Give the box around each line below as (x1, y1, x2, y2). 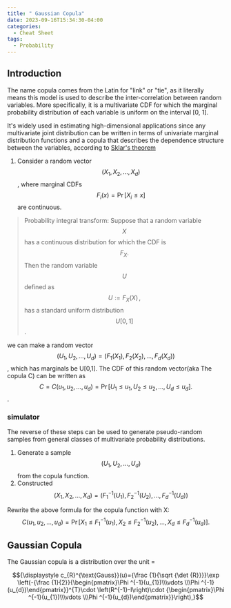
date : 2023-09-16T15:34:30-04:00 (7, 17, 103, 23)
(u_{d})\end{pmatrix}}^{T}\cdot (7, 586, 96, 594)
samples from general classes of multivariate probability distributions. (7, 435, 205, 443)
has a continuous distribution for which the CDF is (23, 238, 167, 246)
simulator (7, 412, 40, 422)
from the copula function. (17, 471, 90, 480)
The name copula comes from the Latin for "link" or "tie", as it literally (7, 86, 205, 94)
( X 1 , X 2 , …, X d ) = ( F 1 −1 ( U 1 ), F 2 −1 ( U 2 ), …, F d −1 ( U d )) (54, 489, 188, 501)
